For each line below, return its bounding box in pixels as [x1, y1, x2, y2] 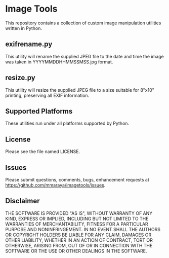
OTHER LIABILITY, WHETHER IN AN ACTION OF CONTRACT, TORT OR [5, 237, 153, 243]
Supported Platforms [5, 107, 73, 116]
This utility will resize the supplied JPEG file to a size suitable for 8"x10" [5, 87, 154, 93]
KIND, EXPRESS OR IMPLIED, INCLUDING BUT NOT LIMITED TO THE [5, 215, 149, 222]
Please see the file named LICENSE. [5, 149, 80, 155]
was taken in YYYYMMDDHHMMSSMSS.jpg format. [5, 59, 113, 65]
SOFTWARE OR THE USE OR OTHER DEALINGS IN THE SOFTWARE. [5, 248, 147, 254]
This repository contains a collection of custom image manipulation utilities [5, 20, 161, 26]
